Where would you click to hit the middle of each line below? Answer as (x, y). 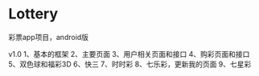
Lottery (33, 14)
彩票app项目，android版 (49, 37)
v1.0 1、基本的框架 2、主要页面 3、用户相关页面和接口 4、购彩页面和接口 (129, 54)
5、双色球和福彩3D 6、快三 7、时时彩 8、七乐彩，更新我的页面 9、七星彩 (130, 64)
